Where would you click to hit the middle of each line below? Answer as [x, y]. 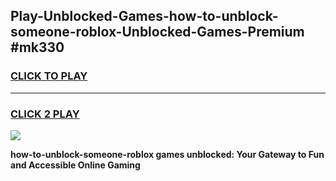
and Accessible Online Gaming [75, 165]
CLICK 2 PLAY [45, 114]
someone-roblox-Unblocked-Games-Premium [157, 32]
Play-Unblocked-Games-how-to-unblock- [144, 16]
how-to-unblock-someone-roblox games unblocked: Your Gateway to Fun [167, 154]
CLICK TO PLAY [49, 76]
